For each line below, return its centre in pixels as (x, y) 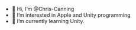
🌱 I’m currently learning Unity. (48, 21)
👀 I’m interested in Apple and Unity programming (71, 15)
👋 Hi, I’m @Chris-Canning (43, 9)
